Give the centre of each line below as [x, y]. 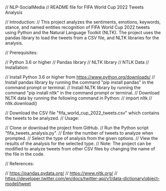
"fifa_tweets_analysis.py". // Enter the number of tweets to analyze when [79, 133]
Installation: [17, 67]
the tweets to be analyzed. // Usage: [42, 118]
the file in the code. [25, 154]
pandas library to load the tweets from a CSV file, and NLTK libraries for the [82, 38]
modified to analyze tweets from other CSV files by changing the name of [80, 149]
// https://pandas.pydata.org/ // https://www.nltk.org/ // [61, 173]
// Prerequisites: [22, 52]
